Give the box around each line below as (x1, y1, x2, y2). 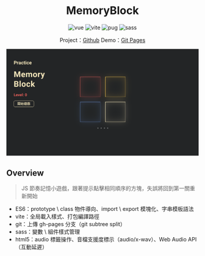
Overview (6, 168, 45, 178)
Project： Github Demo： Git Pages (59, 36, 146, 43)
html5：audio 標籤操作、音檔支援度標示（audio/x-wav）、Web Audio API (15, 236, 197, 243)
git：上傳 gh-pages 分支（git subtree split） (15, 221, 126, 228)
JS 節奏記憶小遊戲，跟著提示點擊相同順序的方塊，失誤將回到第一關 (21, 185, 190, 192)
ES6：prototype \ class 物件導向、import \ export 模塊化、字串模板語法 (15, 205, 194, 213)
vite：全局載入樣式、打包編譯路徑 (15, 213, 99, 220)
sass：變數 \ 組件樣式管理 (15, 228, 81, 235)
